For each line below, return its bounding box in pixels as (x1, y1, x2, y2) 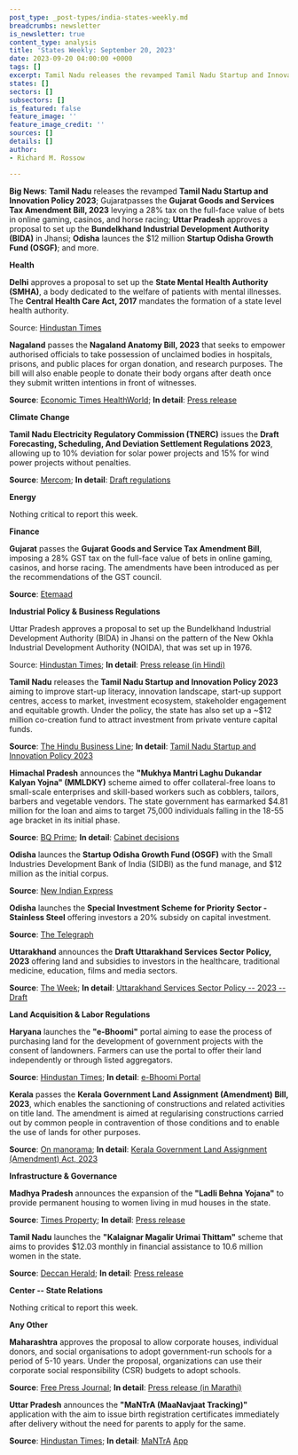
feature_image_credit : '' (9, 121, 105, 130)
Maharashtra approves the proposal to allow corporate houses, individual (9, 1336, 279, 1347)
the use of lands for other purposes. (9, 1126, 141, 1137)
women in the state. (9, 1250, 82, 1261)
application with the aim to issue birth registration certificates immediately (9, 1409, 279, 1419)
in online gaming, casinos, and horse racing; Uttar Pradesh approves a (9, 214, 268, 225)
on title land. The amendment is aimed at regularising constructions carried (9, 1108, 284, 1118)
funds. (9, 723, 33, 734)
